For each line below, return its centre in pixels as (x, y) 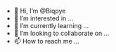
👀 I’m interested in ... (44, 18)
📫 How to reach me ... (46, 41)
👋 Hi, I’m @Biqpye (40, 11)
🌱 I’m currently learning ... (51, 26)
